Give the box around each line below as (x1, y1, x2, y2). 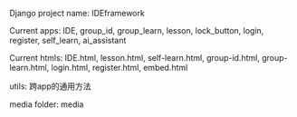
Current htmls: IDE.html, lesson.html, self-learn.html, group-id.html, (9, 53, 261, 63)
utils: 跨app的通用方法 (9, 81, 92, 92)
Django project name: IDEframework (9, 8, 145, 18)
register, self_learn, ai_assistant (9, 35, 127, 45)
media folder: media (9, 99, 84, 110)
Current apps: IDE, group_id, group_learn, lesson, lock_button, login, (9, 25, 264, 35)
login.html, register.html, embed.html (51, 63, 188, 73)
